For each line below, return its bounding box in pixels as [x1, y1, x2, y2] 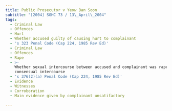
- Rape [10, 55, 24, 60]
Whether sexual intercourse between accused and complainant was [14, 64, 157, 70]
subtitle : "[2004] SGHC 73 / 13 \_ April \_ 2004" [5, 12, 106, 17]
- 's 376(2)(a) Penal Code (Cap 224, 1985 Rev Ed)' [10, 74, 123, 79]
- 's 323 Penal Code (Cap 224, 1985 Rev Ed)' [10, 41, 109, 46]
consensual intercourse [14, 70, 66, 75]
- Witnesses [10, 83, 36, 88]
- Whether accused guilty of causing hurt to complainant [10, 36, 137, 41]
